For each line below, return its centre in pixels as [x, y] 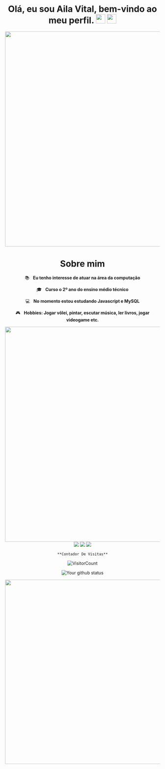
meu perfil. [71, 20]
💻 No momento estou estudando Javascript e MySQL [82, 301]
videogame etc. [82, 320]
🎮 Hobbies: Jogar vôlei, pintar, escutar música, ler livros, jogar [82, 313]
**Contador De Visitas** [82, 554]
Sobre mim [82, 264]
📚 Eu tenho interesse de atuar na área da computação [82, 278]
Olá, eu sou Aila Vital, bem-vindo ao [82, 9]
